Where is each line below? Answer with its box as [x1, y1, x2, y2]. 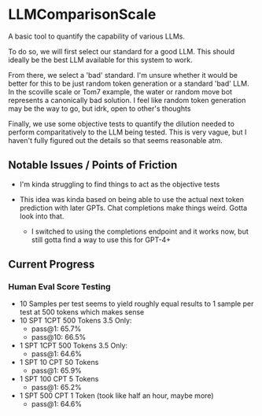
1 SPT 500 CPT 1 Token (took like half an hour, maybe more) [19, 391, 214, 400]
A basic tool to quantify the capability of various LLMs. [8, 31, 185, 41]
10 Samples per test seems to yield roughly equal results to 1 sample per [19, 299, 254, 308]
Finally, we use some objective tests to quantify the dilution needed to [8, 119, 234, 128]
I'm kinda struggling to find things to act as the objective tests [19, 179, 220, 189]
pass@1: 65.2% [31, 383, 83, 392]
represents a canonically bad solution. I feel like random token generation [8, 95, 246, 105]
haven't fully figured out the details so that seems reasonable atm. [8, 135, 223, 145]
